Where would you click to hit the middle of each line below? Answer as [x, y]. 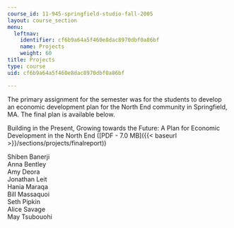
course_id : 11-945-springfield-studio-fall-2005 [80, 14]
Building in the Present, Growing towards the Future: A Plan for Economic [114, 128]
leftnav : [27, 34]
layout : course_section [42, 20]
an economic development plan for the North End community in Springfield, [117, 107]
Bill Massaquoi [29, 194]
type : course [27, 66]
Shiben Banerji [29, 157]
